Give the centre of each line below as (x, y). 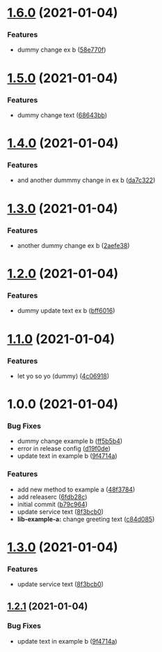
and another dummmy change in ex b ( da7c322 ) (86, 180)
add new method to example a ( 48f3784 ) (76, 489)
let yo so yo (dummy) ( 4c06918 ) (63, 376)
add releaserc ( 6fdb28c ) (52, 496)
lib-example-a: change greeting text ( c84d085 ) (86, 519)
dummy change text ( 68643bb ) (62, 115)
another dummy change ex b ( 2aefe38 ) (73, 245)
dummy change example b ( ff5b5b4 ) (70, 441)
